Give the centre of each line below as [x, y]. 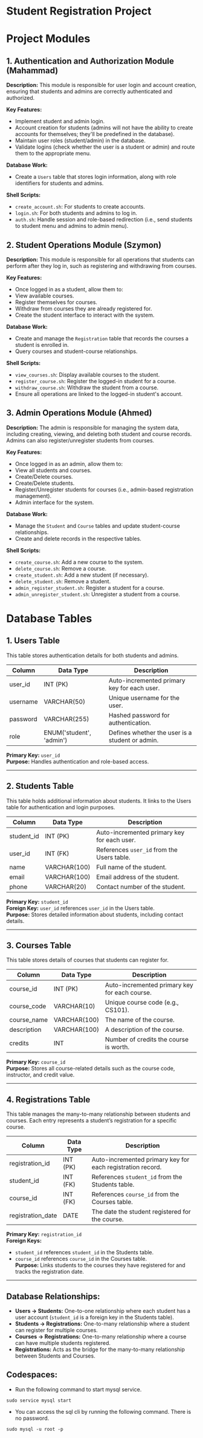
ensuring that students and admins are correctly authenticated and [89, 91]
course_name [29, 1020]
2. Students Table [40, 786]
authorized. [21, 98]
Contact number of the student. [141, 887]
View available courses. [44, 296]
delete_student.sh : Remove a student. [63, 581]
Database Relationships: [53, 1296]
